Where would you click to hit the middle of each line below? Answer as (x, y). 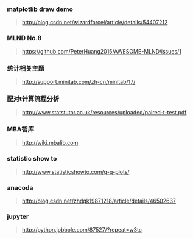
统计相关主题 (26, 68)
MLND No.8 (24, 38)
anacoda (20, 187)
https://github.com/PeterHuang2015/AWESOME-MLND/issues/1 (102, 51)
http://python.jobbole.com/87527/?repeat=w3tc (82, 230)
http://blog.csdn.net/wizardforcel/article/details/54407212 (95, 23)
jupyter (18, 216)
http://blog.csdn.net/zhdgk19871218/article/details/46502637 (99, 201)
